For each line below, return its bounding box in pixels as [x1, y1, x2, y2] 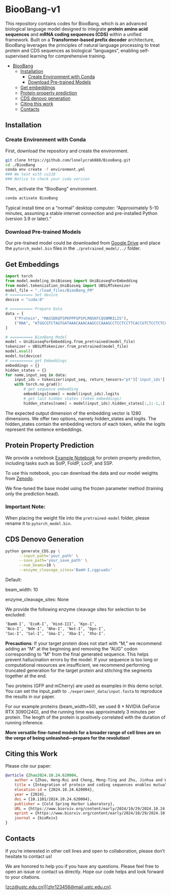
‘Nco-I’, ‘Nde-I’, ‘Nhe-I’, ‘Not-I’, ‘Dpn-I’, [5, 626, 106, 631]
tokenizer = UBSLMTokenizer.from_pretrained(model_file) [5, 344, 129, 349]
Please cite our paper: [5, 763, 52, 769]
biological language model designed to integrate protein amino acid [5, 25, 148, 32]
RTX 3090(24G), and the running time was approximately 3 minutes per [5, 709, 156, 715]
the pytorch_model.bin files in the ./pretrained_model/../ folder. [5, 246, 141, 252]
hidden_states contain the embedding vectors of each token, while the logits [5, 421, 165, 427]
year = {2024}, [14, 792, 47, 797]
